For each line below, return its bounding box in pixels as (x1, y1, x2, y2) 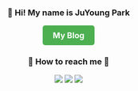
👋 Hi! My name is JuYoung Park (7, 7, 130, 18)
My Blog (53, 30, 85, 41)
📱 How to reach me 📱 (27, 56, 110, 67)
